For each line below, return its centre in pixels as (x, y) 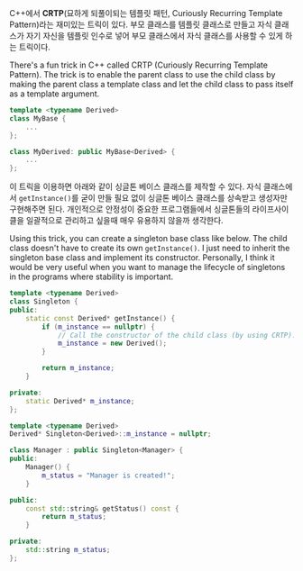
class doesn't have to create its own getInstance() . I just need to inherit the (150, 248)
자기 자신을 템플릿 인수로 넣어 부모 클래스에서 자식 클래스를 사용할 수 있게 (155, 36)
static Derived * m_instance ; (80, 401)
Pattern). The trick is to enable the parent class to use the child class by (142, 74)
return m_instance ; (78, 368)
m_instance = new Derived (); (112, 344)
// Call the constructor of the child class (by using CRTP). (177, 335)
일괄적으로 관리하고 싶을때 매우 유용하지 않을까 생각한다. (124, 221)
